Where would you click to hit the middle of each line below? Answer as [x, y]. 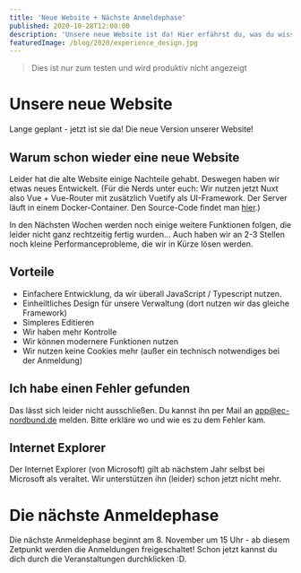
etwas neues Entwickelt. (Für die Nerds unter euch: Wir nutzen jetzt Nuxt [144, 188]
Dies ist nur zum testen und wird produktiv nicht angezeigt [139, 68]
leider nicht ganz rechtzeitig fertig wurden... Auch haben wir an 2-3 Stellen [147, 234]
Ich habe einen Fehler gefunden [100, 389]
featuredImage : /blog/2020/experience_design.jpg [104, 43]
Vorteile [32, 272]
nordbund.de [33, 420]
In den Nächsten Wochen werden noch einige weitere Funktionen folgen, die [150, 225]
